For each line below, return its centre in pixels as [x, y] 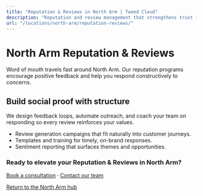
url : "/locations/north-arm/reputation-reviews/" [70, 23]
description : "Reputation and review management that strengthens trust [100, 17]
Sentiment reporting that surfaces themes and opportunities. [90, 147]
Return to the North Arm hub [42, 187]
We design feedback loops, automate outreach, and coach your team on [96, 116]
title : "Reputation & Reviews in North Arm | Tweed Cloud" [82, 12]
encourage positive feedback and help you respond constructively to [92, 76]
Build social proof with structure [68, 101]
